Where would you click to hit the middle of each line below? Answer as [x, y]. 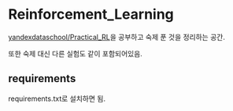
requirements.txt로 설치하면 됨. [57, 98]
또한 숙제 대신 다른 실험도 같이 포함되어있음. [76, 53]
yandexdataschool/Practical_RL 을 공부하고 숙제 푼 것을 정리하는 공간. [117, 37]
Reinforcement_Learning [91, 14]
